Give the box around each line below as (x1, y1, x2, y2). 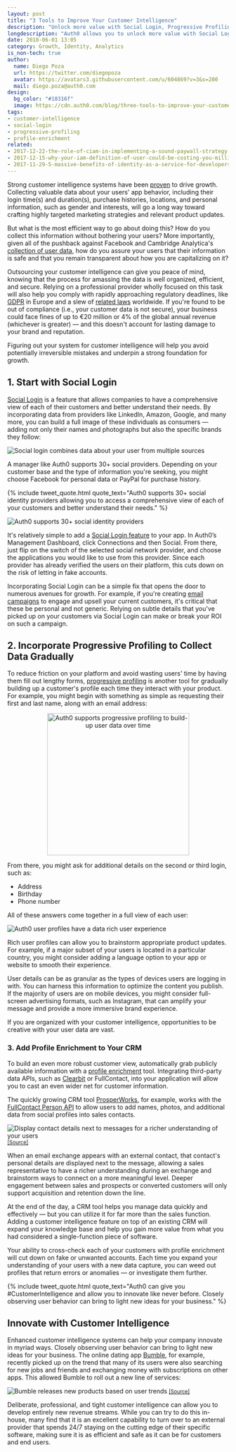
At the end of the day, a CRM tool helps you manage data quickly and (7, 1202, 208, 1210)
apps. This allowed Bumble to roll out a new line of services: (7, 1373, 181, 1382)
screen (7, 997, 28, 1005)
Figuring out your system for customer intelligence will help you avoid (7, 341, 209, 349)
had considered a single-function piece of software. (7, 1232, 158, 1241)
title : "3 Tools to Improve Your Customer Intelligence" (7, 17, 178, 24)
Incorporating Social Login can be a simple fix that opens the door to (7, 582, 206, 590)
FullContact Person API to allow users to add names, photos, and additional (7, 1103, 225, 1111)
